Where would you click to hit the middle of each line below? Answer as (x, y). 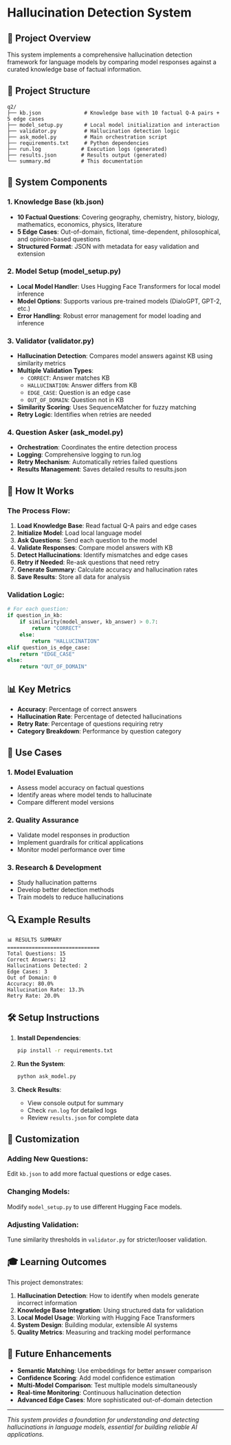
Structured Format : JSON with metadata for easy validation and (108, 246)
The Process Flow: (39, 510)
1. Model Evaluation (40, 772)
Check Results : (39, 1089)
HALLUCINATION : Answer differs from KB (82, 385)
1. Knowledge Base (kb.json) (56, 202)
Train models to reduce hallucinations (70, 897)
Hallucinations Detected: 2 (47, 966)
